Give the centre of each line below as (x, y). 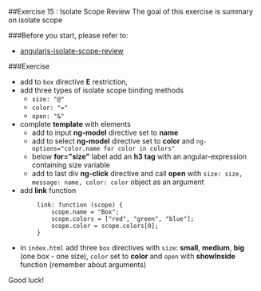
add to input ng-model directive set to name (105, 132)
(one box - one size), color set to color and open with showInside (127, 256)
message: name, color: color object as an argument (118, 182)
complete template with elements (75, 124)
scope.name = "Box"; (85, 212)
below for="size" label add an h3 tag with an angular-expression (139, 156)
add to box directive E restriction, (73, 82)
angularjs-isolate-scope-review (71, 51)
